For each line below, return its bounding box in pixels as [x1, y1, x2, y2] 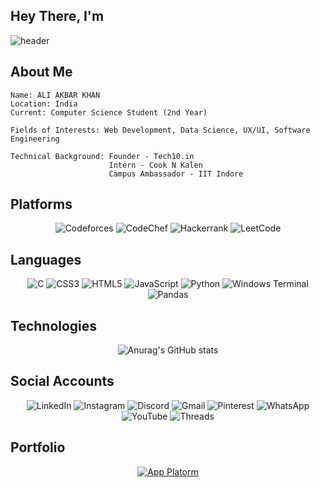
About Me [10, 64, 73, 81]
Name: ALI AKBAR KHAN [10, 90, 101, 100]
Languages [10, 251, 82, 268]
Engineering [10, 134, 60, 144]
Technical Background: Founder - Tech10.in [10, 151, 195, 161]
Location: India [10, 99, 78, 109]
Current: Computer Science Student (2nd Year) [10, 107, 208, 118]
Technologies [10, 317, 98, 334]
